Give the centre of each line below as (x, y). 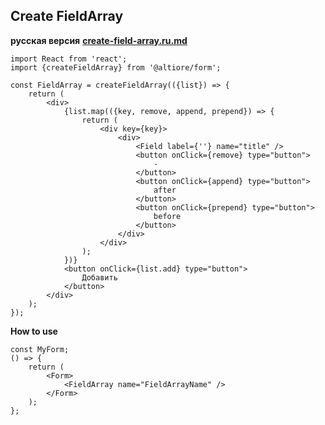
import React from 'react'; (69, 59)
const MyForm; (40, 349)
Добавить (99, 277)
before (167, 216)
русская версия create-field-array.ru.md (99, 40)
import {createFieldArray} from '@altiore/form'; (116, 67)
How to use (34, 331)
